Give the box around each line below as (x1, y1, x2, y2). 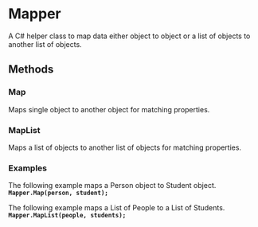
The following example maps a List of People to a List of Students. (8, 203, 225, 213)
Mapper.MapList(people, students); (8, 212, 127, 220)
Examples (8, 162, 48, 174)
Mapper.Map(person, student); (8, 189, 109, 198)
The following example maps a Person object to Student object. (8, 181, 217, 190)
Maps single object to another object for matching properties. (8, 104, 210, 114)
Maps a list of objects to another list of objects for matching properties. (8, 143, 241, 152)
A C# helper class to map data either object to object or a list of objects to (8, 31, 251, 41)
